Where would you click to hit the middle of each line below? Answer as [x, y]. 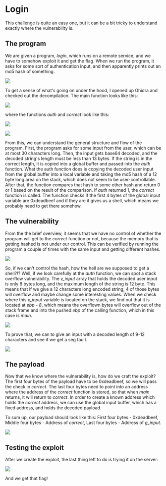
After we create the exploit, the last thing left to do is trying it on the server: [82, 460]
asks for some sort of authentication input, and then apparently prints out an [83, 66]
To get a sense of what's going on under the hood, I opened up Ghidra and [81, 90]
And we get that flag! [27, 479]
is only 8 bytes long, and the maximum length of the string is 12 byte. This [80, 284]
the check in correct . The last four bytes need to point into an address [77, 387]
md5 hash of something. [30, 71]
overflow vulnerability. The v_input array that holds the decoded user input [81, 278]
